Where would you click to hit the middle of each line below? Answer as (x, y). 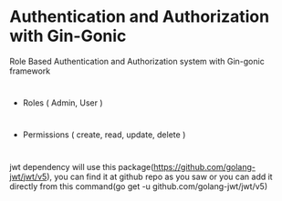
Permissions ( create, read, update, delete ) (104, 135)
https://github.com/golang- (205, 166)
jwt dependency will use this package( (82, 166)
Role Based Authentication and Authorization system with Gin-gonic (137, 61)
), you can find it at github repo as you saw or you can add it (160, 176)
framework (30, 71)
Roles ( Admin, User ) (63, 103)
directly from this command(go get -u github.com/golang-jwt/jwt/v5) (138, 186)
